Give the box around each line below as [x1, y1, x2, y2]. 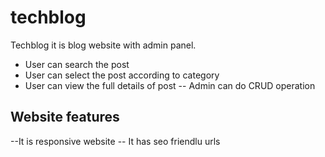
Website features [10, 109, 120, 126]
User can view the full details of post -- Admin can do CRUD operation [24, 79, 316, 91]
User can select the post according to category [24, 69, 220, 81]
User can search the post [24, 58, 130, 70]
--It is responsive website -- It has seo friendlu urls [10, 135, 221, 147]
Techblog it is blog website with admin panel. [10, 39, 197, 51]
